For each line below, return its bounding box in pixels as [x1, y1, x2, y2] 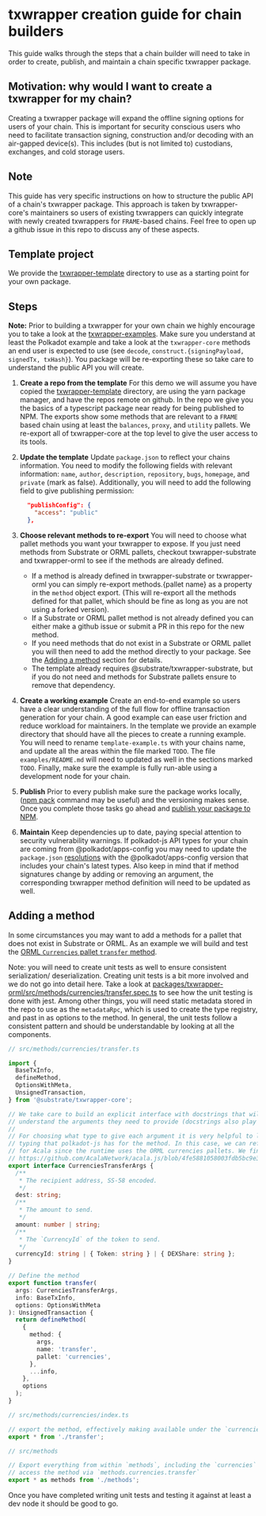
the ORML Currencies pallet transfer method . [8, 947, 158, 956]
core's [8, 207, 29, 217]
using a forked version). [31, 604, 109, 614]
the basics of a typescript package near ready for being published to [19, 404, 245, 413]
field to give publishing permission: [19, 486, 135, 496]
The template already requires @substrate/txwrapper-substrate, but [31, 663, 253, 673]
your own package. [8, 277, 71, 287]
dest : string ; [15, 1191, 62, 1199]
